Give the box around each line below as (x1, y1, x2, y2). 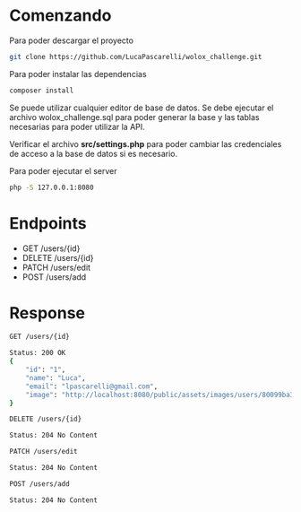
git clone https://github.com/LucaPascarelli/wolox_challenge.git (9, 52, 262, 61)
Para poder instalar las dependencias (9, 68, 147, 79)
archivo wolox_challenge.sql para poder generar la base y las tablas (9, 111, 260, 122)
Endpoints (9, 213, 87, 233)
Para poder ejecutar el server (9, 165, 118, 176)
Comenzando (9, 5, 112, 26)
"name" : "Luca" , (25, 373, 87, 382)
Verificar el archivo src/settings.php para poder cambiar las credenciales (9, 138, 282, 149)
